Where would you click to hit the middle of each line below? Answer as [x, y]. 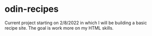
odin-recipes [32, 9]
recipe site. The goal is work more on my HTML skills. [59, 28]
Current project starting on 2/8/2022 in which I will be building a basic [76, 23]
